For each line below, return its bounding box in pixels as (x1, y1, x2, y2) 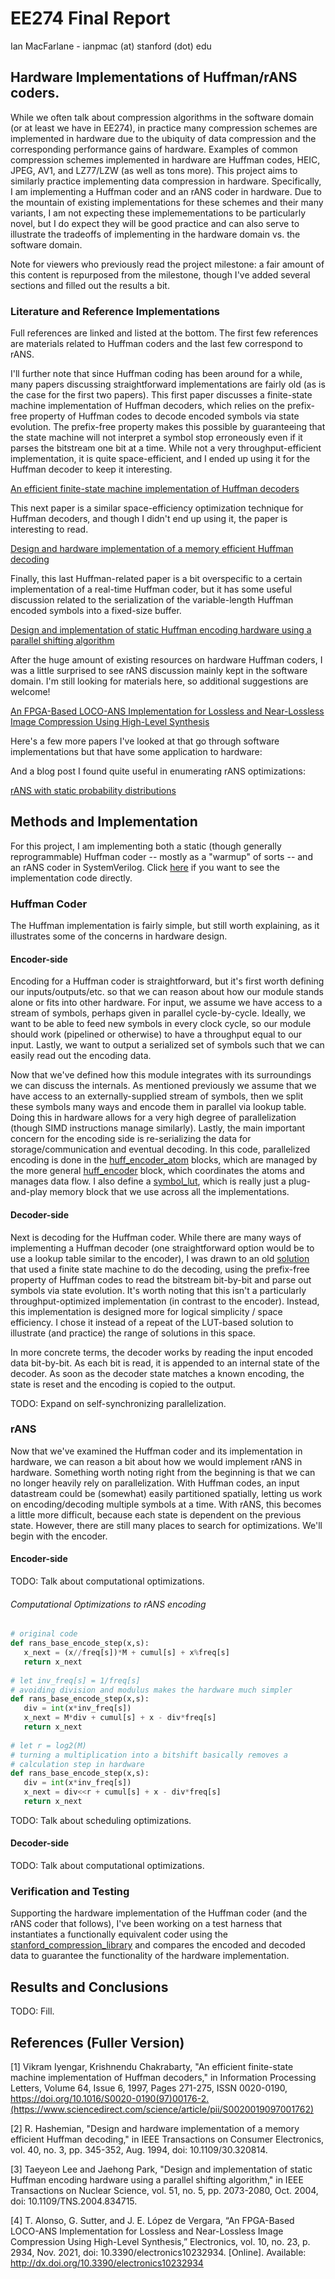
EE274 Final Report (10, 7, 171, 30)
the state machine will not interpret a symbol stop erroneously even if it (10, 432, 303, 444)
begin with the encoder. (10, 1530, 108, 1542)
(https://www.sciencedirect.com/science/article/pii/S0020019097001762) (10, 2103, 315, 2116)
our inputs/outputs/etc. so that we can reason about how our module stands (10, 986, 324, 998)
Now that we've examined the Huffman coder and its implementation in (10, 1445, 303, 1457)
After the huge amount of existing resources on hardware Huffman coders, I (10, 654, 323, 666)
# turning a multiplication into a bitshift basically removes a (10, 1750, 288, 1760)
